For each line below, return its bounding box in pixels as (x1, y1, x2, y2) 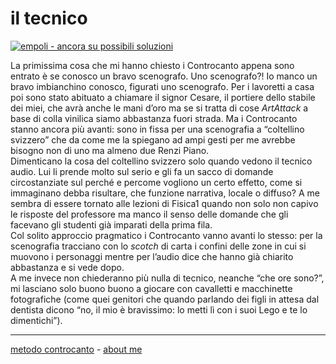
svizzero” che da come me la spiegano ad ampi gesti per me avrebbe (10, 133, 296, 146)
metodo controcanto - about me (10, 343, 143, 355)
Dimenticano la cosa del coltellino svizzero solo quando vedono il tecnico (10, 155, 313, 167)
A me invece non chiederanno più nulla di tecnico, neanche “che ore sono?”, (10, 272, 325, 284)
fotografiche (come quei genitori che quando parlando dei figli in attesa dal (10, 293, 320, 305)
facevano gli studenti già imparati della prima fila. (10, 218, 213, 231)
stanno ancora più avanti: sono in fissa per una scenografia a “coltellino (10, 123, 305, 135)
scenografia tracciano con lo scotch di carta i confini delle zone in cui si (10, 240, 307, 252)
